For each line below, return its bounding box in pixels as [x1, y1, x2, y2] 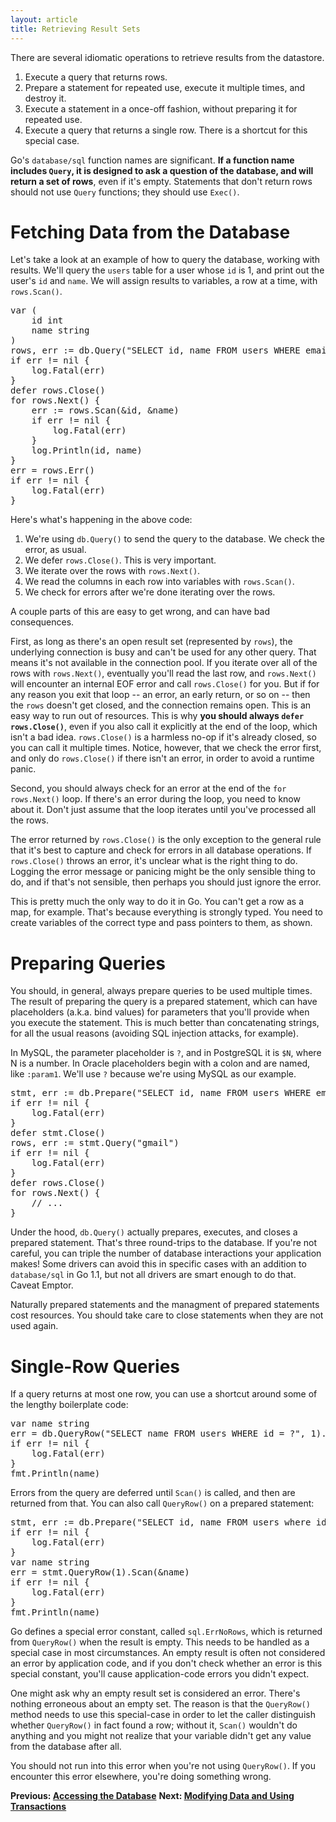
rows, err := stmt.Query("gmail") [10, 1137, 180, 1149]
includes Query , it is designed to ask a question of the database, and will [10, 164, 314, 176]
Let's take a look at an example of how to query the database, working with [10, 254, 320, 266]
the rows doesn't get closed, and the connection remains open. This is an [10, 699, 312, 711]
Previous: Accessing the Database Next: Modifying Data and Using [10, 1790, 295, 1802]
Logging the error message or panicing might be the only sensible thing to [10, 866, 316, 878]
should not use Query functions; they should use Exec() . [10, 186, 240, 198]
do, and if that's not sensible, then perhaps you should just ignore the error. [10, 876, 322, 888]
